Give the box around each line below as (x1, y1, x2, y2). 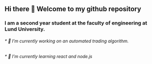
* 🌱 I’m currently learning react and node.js (4, 53, 92, 59)
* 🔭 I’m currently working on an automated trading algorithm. (4, 38, 129, 44)
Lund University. (4, 26, 45, 32)
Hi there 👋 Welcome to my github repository (4, 5, 141, 13)
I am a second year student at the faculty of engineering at (4, 20, 148, 27)
